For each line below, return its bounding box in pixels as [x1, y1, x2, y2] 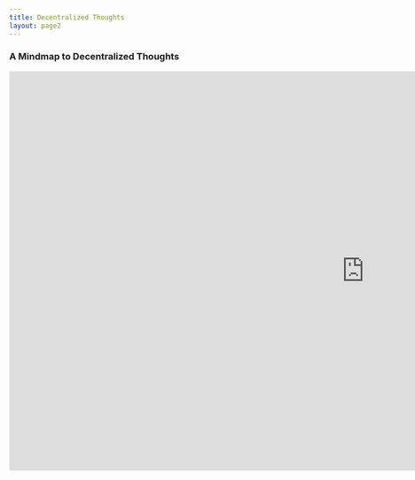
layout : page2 [9, 21, 62, 30]
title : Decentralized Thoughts [9, 12, 125, 22]
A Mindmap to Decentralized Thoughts [9, 51, 180, 63]
